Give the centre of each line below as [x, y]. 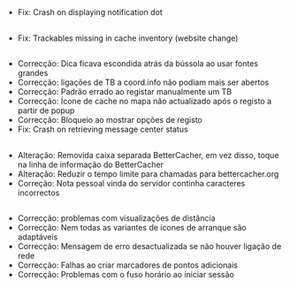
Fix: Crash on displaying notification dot [90, 12]
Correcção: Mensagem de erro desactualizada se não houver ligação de [149, 246]
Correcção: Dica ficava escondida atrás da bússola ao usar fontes [138, 64]
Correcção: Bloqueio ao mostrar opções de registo [110, 120]
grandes [33, 73]
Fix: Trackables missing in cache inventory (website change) [128, 38]
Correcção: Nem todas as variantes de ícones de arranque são [132, 227]
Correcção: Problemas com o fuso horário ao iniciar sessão [126, 274]
